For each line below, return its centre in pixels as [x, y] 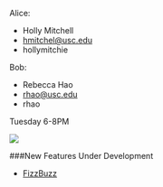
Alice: [20, 13]
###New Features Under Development [81, 156]
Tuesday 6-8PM [39, 122]
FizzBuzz [39, 173]
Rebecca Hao [48, 84]
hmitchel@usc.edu [58, 40]
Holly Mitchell [48, 30]
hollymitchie [45, 50]
